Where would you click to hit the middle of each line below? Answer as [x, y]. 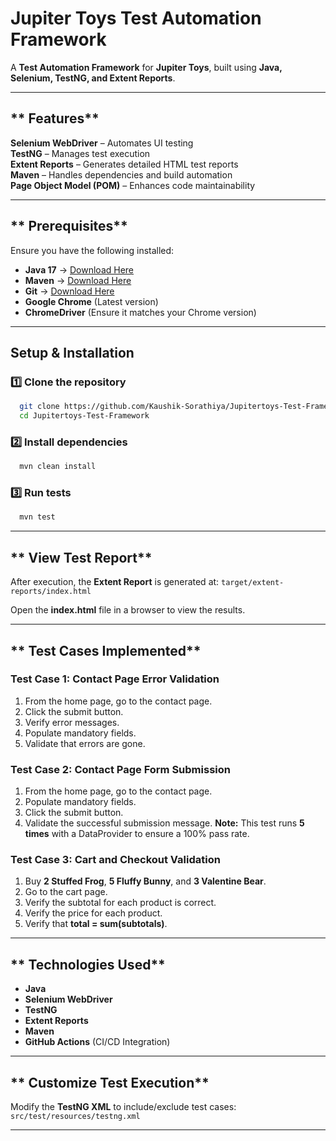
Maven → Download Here [78, 280]
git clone [39, 407]
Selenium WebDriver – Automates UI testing [102, 143]
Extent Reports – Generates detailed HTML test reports [124, 164]
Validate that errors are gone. [85, 743]
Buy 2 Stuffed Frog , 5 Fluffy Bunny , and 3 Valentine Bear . [145, 881]
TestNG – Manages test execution [80, 153]
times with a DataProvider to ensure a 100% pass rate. [137, 834]
